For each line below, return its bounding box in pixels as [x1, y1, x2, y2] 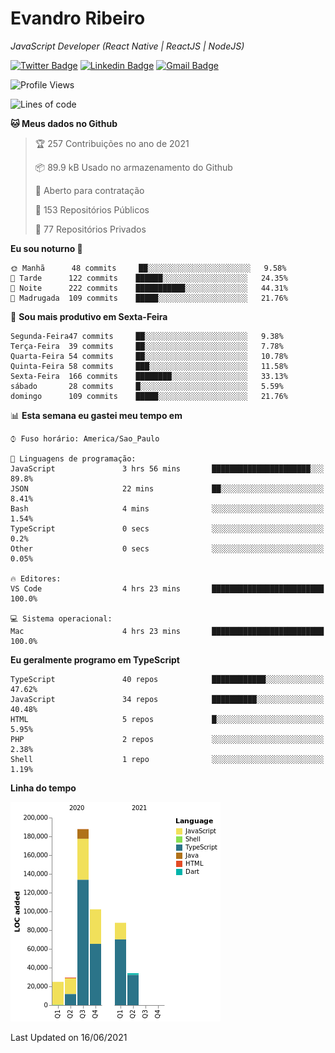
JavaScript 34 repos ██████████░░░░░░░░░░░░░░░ [10, 694, 325, 704]
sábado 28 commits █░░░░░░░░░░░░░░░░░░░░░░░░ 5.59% [10, 381, 284, 391]
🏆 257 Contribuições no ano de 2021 [34, 137, 190, 149]
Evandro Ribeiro [10, 7, 146, 30]
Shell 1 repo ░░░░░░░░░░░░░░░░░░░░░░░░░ [10, 754, 325, 764]
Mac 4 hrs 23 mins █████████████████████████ [10, 626, 325, 636]
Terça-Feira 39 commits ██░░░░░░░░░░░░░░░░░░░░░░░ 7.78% [10, 341, 284, 351]
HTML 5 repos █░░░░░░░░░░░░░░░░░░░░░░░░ [10, 714, 325, 724]
